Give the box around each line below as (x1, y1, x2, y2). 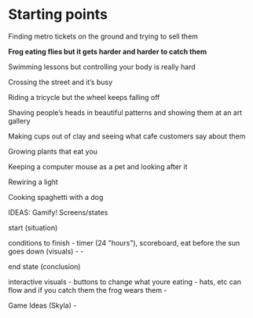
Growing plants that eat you (8, 146, 98, 156)
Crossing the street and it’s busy (8, 77, 113, 87)
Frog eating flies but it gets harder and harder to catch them (8, 46, 207, 56)
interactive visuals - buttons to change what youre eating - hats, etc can (8, 277, 242, 287)
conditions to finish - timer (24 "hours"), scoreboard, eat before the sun (8, 238, 240, 247)
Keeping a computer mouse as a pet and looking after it (8, 161, 188, 171)
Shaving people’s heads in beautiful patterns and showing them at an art (8, 108, 243, 117)
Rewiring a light (8, 177, 59, 187)
